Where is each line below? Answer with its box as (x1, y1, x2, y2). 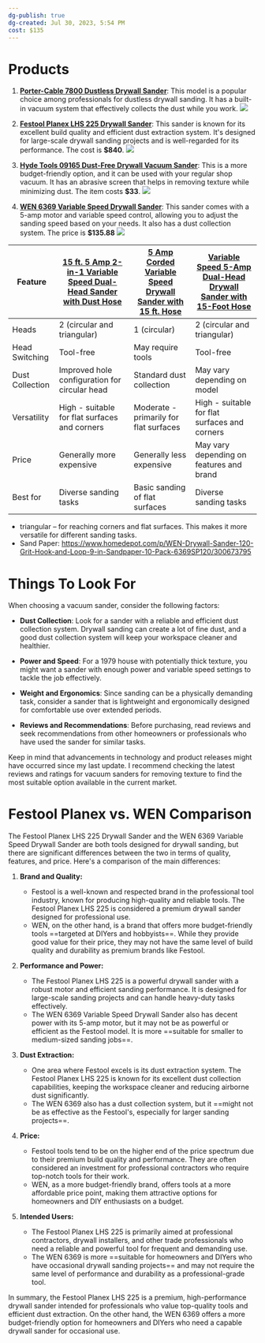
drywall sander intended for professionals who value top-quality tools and (8, 1301, 248, 1311)
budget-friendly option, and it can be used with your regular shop (19, 169, 233, 178)
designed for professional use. (31, 912, 131, 922)
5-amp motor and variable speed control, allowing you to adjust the (19, 211, 239, 220)
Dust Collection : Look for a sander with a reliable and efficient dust (19, 616, 239, 625)
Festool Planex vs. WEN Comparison (8, 805, 252, 823)
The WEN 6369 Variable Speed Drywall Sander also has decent (31, 1010, 238, 1020)
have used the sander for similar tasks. (19, 737, 146, 747)
